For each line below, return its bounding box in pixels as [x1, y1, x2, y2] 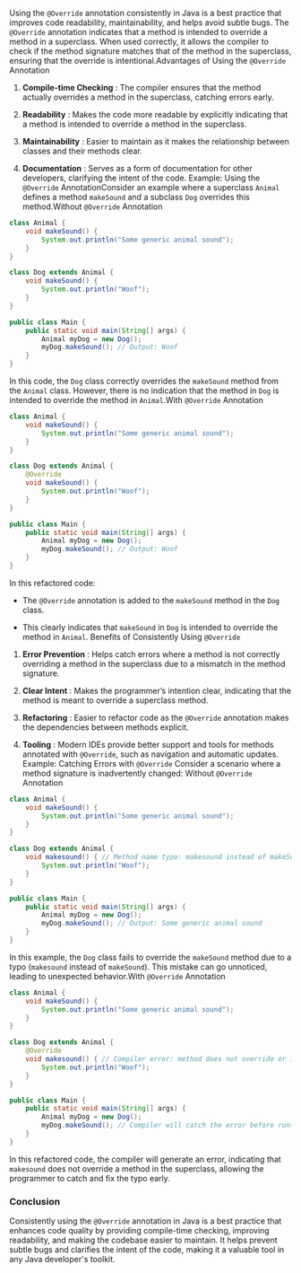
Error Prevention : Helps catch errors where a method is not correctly [21, 648, 280, 659]
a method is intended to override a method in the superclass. [21, 119, 247, 129]
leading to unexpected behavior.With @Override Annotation [9, 970, 226, 981]
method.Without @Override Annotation [21, 201, 163, 212]
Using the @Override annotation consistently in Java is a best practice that [9, 8, 282, 18]
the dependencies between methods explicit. [21, 722, 190, 733]
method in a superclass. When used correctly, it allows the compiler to [9, 36, 269, 47]
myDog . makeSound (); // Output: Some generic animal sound [41, 919, 262, 928]
